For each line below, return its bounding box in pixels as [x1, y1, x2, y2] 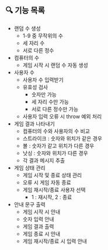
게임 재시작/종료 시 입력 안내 [22, 237, 87, 245]
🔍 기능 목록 [5, 5, 45, 16]
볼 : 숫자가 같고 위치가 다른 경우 [22, 142, 95, 149]
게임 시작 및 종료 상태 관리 [22, 171, 82, 178]
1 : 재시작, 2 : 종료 [31, 193, 72, 201]
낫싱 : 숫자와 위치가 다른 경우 [22, 149, 88, 157]
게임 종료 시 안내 [22, 230, 61, 237]
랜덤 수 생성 [13, 25, 41, 32]
